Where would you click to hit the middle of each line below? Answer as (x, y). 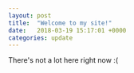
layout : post (30, 15)
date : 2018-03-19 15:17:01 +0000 (67, 30)
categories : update (41, 38)
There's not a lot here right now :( (63, 60)
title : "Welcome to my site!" (60, 23)
